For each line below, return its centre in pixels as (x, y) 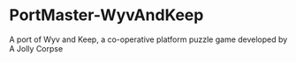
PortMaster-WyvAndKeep (106, 15)
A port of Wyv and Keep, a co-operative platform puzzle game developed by (148, 39)
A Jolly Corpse (36, 48)
